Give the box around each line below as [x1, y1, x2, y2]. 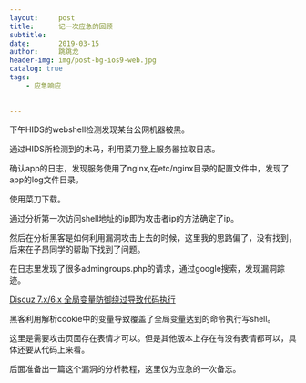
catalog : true [9, 65, 64, 74]
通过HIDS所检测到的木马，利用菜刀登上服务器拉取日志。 [9, 143, 220, 155]
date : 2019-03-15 [9, 38, 100, 48]
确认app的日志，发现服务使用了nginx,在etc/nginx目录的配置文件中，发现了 [9, 163, 290, 174]
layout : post [9, 13, 76, 23]
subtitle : [9, 30, 47, 39]
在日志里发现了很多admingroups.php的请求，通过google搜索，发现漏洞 [9, 264, 278, 274]
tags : [9, 73, 30, 82]
